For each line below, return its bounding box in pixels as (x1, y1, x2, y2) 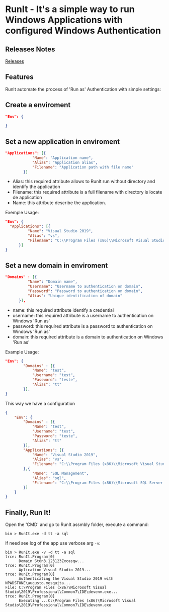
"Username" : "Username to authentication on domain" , (27, 284, 143, 289)
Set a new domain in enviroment (5, 261, 108, 270)
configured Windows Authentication (5, 25, 161, 36)
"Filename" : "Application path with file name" (32, 164, 134, 169)
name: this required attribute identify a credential (12, 307, 114, 313)
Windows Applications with (5, 14, 123, 26)
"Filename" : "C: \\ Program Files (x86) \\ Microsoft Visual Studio (27, 238, 165, 243)
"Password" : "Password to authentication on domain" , (27, 289, 143, 294)
